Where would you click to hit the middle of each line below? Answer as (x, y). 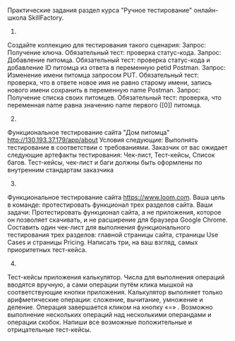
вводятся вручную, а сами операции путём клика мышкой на (100, 285)
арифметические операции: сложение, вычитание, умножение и (105, 300)
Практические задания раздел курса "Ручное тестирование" (100, 10)
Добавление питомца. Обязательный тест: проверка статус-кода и (109, 60)
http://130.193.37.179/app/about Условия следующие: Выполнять (103, 140)
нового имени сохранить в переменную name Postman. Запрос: (104, 90)
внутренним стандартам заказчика (61, 170)
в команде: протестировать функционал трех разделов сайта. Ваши (110, 205)
